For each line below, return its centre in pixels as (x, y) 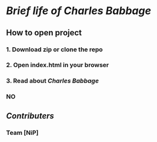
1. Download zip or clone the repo (54, 49)
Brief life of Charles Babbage (79, 11)
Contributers (30, 116)
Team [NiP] (22, 133)
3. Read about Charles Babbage (52, 81)
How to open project (44, 33)
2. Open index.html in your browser (58, 65)
